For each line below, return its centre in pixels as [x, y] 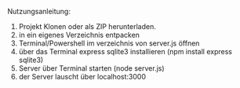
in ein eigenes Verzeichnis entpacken [79, 35]
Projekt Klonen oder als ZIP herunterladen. [87, 26]
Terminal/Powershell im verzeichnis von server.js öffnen [109, 43]
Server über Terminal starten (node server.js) [92, 68]
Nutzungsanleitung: [39, 11]
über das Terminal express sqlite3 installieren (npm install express [125, 51]
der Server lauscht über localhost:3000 [82, 77]
